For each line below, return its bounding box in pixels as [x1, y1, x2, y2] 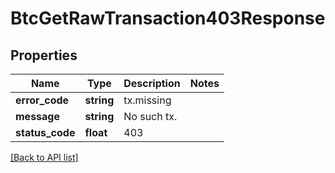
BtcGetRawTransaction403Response [10, 7, 326, 30]
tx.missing [123, 93, 172, 107]
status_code [15, 126, 76, 139]
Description [123, 77, 181, 90]
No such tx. [123, 110, 178, 123]
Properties [10, 47, 78, 64]
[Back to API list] [10, 152, 79, 163]
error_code [15, 93, 70, 107]
